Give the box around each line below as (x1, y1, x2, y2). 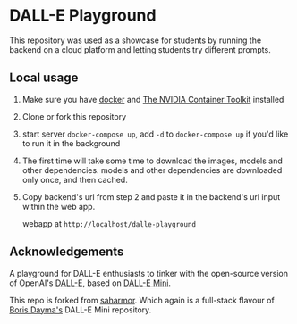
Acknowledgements (9, 245, 124, 260)
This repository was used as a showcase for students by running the (9, 35, 262, 46)
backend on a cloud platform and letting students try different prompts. (9, 44, 271, 54)
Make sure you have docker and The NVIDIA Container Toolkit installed (21, 94, 284, 104)
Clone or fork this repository (21, 111, 127, 121)
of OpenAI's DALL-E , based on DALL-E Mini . (9, 278, 172, 288)
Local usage (9, 71, 79, 86)
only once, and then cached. (21, 174, 128, 185)
